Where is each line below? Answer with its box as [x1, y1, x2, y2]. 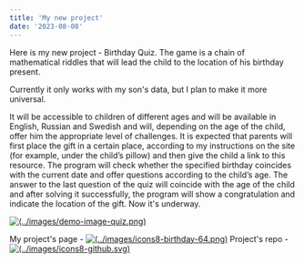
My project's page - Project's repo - [9, 233, 289, 244]
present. [9, 66, 41, 77]
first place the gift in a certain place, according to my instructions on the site [9, 140, 296, 151]
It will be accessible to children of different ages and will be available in [9, 111, 277, 122]
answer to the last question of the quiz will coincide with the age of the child [9, 178, 296, 189]
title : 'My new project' [9, 13, 104, 23]
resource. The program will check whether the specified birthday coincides [9, 159, 292, 170]
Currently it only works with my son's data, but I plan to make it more [9, 84, 268, 95]
